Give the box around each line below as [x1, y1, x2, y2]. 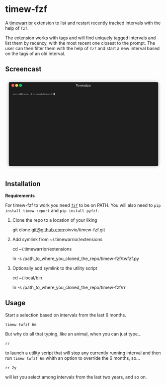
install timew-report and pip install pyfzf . [5, 207, 99, 213]
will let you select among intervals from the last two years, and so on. [5, 374, 147, 380]
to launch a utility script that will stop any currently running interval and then [5, 350, 161, 356]
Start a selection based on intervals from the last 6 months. [5, 312, 127, 318]
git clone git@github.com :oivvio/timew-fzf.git [12, 227, 105, 233]
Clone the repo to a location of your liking [12, 217, 97, 223]
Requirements [5, 192, 35, 198]
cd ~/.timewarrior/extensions [12, 246, 72, 252]
